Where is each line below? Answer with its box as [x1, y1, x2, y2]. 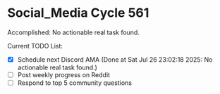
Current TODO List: [7, 41, 63, 50]
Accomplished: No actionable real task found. [7, 28, 140, 36]
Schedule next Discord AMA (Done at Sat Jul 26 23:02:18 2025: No [17, 55, 213, 64]
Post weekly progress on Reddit [17, 71, 111, 79]
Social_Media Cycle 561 [7, 5, 149, 21]
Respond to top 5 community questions [17, 79, 133, 87]
